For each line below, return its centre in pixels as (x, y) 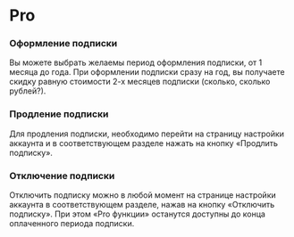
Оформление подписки (63, 44)
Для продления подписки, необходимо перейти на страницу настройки (147, 134)
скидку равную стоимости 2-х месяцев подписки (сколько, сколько (140, 82)
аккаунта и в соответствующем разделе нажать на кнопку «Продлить (144, 143)
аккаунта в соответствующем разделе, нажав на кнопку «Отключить (142, 205)
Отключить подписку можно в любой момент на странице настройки (143, 195)
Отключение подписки (62, 176)
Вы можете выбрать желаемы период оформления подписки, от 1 (136, 62)
